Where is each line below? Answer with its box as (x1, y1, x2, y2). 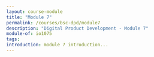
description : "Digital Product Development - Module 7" (6, 25, 149, 31)
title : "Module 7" (6, 14, 52, 20)
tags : (6, 36, 20, 42)
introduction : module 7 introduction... (6, 42, 109, 48)
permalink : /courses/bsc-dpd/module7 (6, 20, 101, 26)
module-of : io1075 (6, 31, 52, 37)
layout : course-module (6, 8, 63, 15)
